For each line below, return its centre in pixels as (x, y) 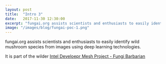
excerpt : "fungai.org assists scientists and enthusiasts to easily (77, 23)
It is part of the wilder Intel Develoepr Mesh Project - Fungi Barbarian (75, 56)
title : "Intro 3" (24, 14)
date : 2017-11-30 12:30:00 (35, 19)
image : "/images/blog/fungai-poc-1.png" (47, 28)
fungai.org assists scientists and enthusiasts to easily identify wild (72, 42)
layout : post (19, 10)
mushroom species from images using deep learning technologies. (73, 47)
